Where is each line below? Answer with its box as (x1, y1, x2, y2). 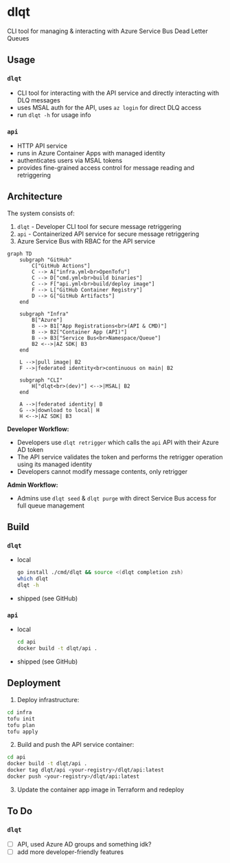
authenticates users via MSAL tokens (16, 156, 122, 164)
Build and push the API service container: (16, 741, 135, 749)
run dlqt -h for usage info (16, 111, 91, 119)
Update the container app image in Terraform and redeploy (16, 785, 184, 794)
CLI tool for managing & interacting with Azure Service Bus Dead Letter (7, 27, 208, 35)
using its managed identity (16, 460, 93, 468)
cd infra (7, 709, 32, 716)
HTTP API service (16, 142, 67, 150)
